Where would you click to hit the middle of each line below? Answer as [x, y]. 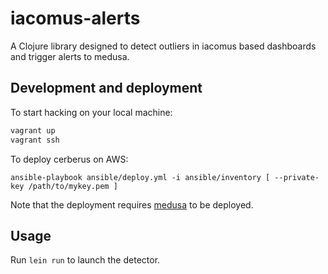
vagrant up [33, 130]
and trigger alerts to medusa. [70, 56]
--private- [297, 177]
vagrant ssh [35, 140]
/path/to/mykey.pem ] [73, 186]
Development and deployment [106, 88]
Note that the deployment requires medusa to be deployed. [132, 204]
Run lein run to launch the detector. [85, 260]
